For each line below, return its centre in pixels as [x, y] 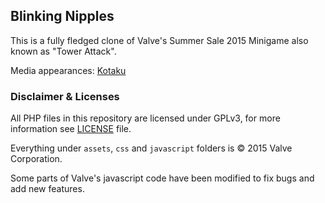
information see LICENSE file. [71, 129]
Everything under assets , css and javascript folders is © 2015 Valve [151, 148]
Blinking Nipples [62, 16]
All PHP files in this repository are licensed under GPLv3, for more [145, 118]
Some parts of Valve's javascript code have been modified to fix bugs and [162, 178]
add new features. [47, 189]
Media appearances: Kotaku [68, 70]
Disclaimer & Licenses [65, 96]
